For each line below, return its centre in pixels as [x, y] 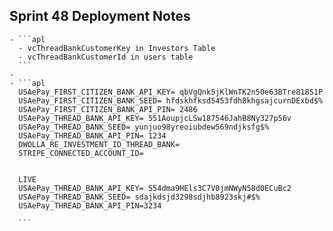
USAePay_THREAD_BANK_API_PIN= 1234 [92, 135]
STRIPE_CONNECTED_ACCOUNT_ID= [81, 153]
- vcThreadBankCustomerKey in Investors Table [117, 48]
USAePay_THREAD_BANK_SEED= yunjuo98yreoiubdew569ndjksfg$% [144, 127]
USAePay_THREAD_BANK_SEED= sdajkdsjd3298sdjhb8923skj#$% [139, 197]
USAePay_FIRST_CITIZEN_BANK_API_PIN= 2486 [108, 109]
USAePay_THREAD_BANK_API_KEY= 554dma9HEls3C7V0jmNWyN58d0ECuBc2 [155, 188]
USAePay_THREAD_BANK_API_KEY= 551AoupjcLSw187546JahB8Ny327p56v [155, 118]
